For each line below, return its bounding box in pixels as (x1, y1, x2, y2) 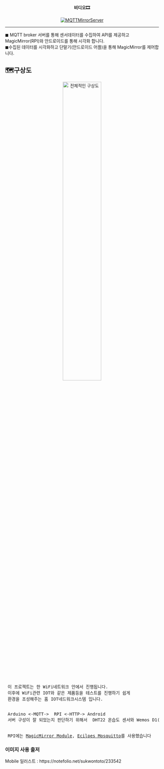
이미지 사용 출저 (5, 746, 40, 753)
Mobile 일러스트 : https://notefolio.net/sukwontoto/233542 (5, 758, 122, 764)
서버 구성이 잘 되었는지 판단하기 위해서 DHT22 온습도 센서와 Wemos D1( (7, 717, 160, 723)
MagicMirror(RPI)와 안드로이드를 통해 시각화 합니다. (5, 38, 105, 44)
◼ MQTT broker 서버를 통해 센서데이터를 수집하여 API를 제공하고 (5, 32, 129, 38)
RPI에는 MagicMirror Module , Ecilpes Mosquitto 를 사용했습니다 (7, 733, 151, 739)
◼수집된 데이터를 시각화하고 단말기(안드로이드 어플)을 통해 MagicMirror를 (5, 44, 146, 50)
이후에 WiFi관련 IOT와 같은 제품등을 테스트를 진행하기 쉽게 (7, 690, 130, 696)
